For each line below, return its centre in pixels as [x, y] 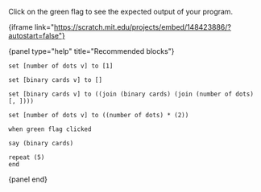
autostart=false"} [37, 36]
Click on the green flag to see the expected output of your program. [121, 12]
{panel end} [28, 179]
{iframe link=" [31, 27]
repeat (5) [27, 157]
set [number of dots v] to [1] [61, 66]
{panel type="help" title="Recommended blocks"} [91, 51]
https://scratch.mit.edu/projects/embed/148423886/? [143, 27]
